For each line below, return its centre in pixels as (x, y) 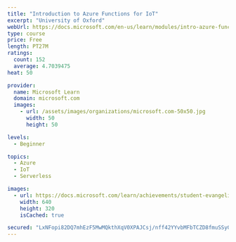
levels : (19, 137)
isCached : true (42, 215)
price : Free (25, 40)
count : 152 (29, 60)
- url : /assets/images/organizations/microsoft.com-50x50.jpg (113, 112)
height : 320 (37, 208)
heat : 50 (20, 72)
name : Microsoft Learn (47, 92)
